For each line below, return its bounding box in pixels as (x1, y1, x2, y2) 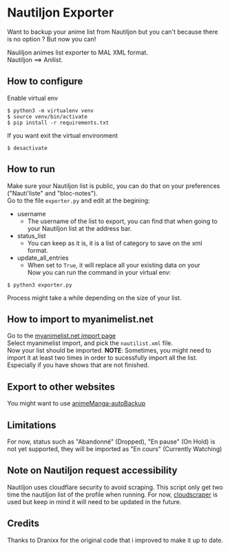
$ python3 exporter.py (7, 281, 72, 289)
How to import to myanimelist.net (7, 313, 154, 325)
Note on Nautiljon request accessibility (7, 465, 178, 477)
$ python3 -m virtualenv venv (7, 107, 94, 114)
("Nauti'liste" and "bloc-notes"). (7, 189, 98, 197)
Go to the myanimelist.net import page (7, 332, 116, 340)
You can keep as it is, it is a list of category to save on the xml (27, 239, 202, 247)
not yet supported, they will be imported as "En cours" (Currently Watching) (7, 445, 222, 453)
